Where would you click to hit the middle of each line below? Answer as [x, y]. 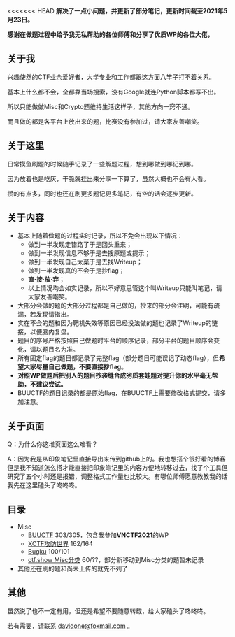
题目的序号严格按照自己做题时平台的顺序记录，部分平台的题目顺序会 [115, 341]
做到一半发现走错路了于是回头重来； [80, 245]
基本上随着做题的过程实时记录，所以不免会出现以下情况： [100, 236]
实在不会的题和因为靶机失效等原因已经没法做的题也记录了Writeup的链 [117, 323]
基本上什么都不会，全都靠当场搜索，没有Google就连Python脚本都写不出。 [114, 92]
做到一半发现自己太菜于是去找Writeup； [85, 262]
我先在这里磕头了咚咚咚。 [44, 485]
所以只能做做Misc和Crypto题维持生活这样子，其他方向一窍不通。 [101, 106]
